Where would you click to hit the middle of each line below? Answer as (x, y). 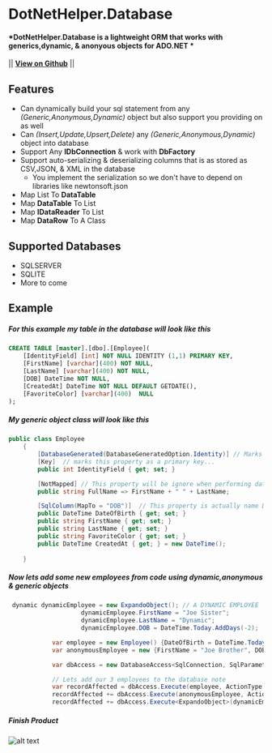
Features (31, 89)
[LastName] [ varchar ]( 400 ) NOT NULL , (87, 371)
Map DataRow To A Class (63, 220)
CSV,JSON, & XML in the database (78, 169)
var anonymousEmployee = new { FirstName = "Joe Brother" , (151, 650)
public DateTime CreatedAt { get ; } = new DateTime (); (132, 544)
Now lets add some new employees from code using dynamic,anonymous (136, 577)
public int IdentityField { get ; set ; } (106, 469)
